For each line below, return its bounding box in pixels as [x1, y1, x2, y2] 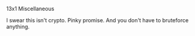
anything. [6, 23, 30, 30]
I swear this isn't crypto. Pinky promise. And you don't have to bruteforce [6, 17, 189, 23]
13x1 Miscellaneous [6, 5, 55, 12]
